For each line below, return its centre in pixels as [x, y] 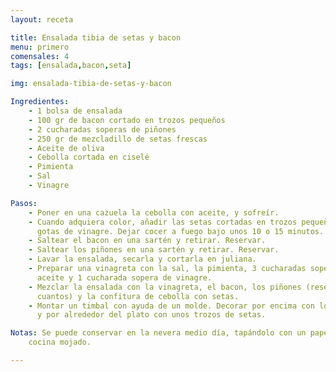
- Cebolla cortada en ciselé [89, 157]
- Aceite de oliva [66, 148]
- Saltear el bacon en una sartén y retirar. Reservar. [147, 241]
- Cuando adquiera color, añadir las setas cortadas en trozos [163, 222]
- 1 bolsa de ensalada [75, 111]
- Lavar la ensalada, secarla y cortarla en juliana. [142, 259]
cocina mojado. [60, 342]
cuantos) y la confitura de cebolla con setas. [138, 296]
